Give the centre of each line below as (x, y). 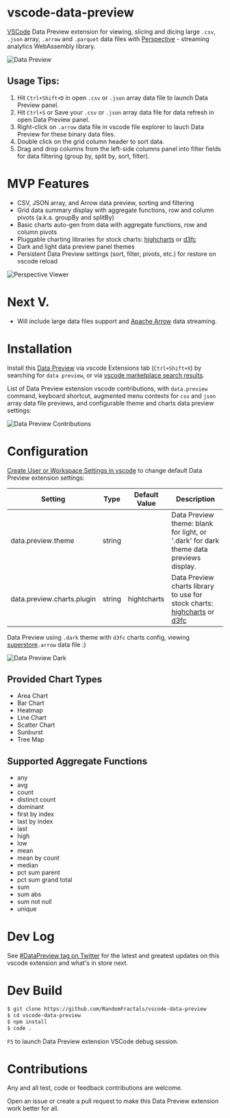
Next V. (28, 302)
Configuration (48, 451)
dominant (30, 807)
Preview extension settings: (46, 478)
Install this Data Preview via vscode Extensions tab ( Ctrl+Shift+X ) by (104, 368)
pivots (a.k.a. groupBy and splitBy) (66, 217)
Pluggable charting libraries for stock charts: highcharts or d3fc (106, 239)
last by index (35, 822)
